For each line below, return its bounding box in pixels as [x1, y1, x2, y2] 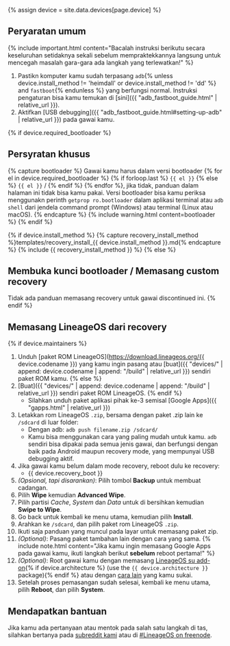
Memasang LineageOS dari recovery [8, 321, 167, 333]
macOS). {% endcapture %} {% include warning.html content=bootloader [8, 210, 216, 219]
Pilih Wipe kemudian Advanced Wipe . [17, 491, 126, 499]
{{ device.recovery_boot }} [27, 469, 103, 477]
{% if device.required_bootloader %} [8, 128, 112, 136]
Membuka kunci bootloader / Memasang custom [8, 265, 220, 277]
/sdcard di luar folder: [17, 418, 79, 427]
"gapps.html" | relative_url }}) [27, 403, 111, 412]
